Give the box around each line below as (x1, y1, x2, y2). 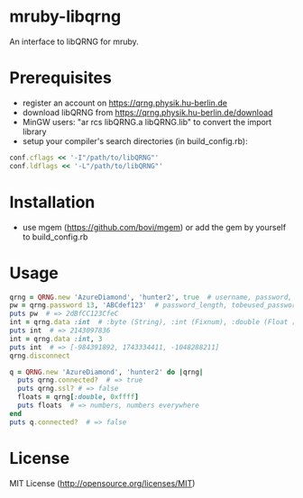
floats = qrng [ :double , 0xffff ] (17, 393, 140, 402)
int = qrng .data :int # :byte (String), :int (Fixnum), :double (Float (9, 318, 289, 327)
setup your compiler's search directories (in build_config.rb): (22, 135, 248, 146)
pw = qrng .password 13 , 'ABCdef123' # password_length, (9, 301, 228, 310)
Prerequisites (9, 68, 113, 88)
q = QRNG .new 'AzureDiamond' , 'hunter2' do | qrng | (9, 367, 204, 376)
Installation (9, 192, 96, 213)
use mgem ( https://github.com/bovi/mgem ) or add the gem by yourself (22, 222, 287, 232)
